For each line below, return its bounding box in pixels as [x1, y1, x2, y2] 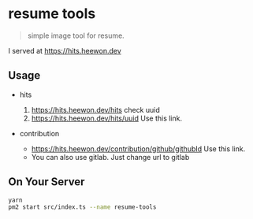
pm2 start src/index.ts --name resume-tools [8, 203, 157, 211]
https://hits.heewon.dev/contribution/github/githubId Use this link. [31, 143, 246, 154]
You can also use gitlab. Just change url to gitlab [31, 152, 190, 161]
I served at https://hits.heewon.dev [8, 46, 122, 55]
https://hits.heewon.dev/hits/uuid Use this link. [31, 113, 183, 123]
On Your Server [8, 175, 85, 189]
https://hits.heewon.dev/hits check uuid [31, 105, 160, 114]
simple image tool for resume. [27, 31, 125, 40]
